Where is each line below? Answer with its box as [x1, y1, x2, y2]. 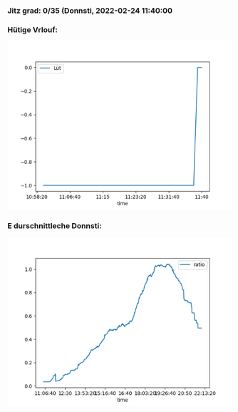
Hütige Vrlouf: [7, 24, 58, 34]
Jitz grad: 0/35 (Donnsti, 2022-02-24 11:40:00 [7, 6, 173, 16]
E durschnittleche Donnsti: [7, 221, 102, 231]
